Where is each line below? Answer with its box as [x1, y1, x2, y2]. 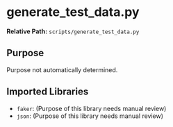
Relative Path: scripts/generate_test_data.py [6, 27, 140, 35]
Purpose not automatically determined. [6, 65, 118, 74]
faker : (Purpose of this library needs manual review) [16, 104, 167, 112]
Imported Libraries [6, 86, 89, 98]
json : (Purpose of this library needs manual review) [16, 112, 164, 120]
